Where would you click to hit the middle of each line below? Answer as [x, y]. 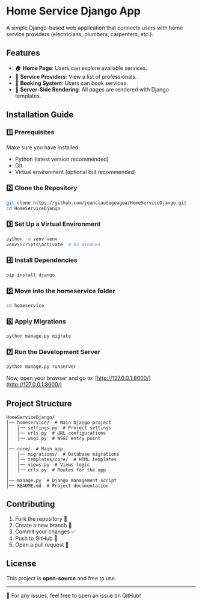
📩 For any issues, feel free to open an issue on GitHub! [74, 595]
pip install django [31, 275]
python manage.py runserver [41, 367]
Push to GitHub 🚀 [36, 538]
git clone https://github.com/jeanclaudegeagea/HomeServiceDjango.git [96, 203]
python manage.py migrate [38, 336]
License [21, 564]
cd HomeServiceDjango [33, 208]
